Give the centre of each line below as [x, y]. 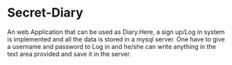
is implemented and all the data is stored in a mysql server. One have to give [116, 39]
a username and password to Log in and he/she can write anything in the [112, 46]
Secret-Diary [45, 13]
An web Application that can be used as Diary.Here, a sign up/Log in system [116, 32]
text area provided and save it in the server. [69, 54]
